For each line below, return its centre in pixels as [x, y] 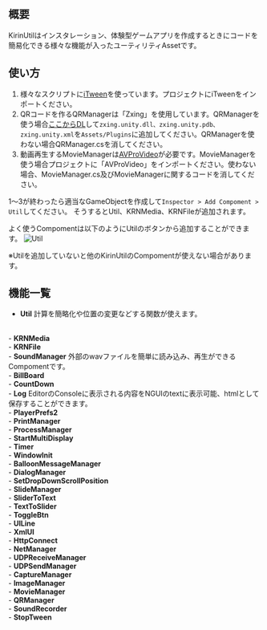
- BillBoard [26, 376]
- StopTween [30, 617]
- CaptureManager [40, 575]
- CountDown [31, 384]
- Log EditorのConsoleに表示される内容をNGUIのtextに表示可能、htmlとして [134, 394]
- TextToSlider [33, 506]
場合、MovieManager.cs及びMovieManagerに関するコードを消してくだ [137, 174]
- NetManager [32, 549]
